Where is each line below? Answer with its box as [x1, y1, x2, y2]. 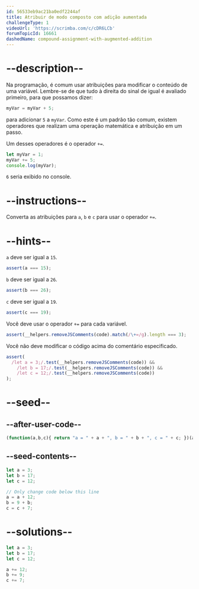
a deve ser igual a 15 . [6, 254, 57, 261]
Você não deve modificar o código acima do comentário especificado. [6, 342, 178, 349]
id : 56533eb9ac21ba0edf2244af [6, 8, 81, 15]
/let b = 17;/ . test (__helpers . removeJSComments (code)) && [17, 365, 163, 371]
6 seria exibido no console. [6, 173, 72, 181]
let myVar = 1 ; [6, 152, 44, 157]
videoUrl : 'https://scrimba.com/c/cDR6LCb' [6, 25, 115, 31]
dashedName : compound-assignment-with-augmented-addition [6, 36, 152, 42]
